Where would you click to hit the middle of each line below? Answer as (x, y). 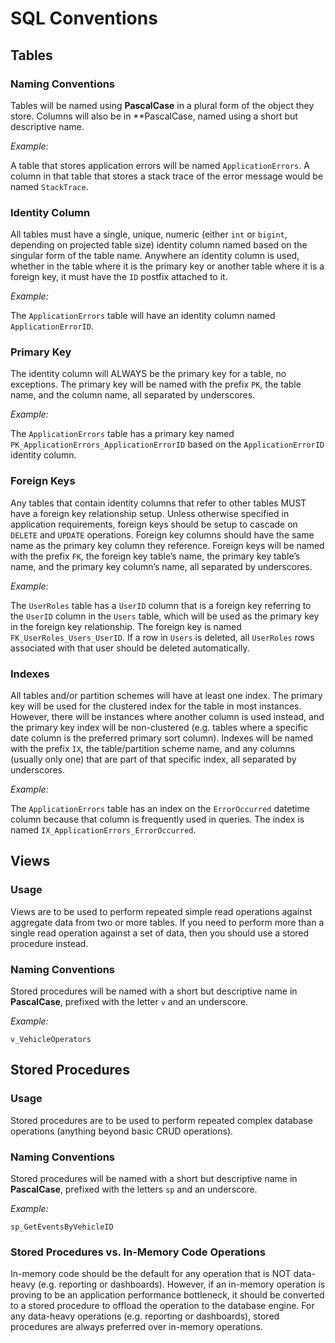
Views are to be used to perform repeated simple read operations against (161, 911)
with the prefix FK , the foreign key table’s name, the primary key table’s (155, 556)
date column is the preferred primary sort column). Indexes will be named (161, 738)
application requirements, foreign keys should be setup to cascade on (154, 524)
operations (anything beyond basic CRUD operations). (122, 1131)
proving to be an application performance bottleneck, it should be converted (167, 1295)
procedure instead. (49, 943)
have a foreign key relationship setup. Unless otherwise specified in (150, 513)
